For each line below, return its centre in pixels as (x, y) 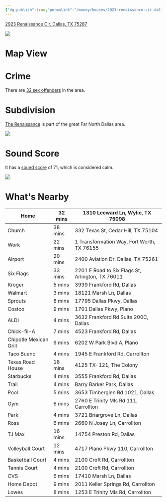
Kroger (16, 285)
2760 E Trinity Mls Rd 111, (106, 400)
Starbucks (20, 376)
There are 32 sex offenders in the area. (45, 90)
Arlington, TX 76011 (99, 276)
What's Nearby (37, 197)
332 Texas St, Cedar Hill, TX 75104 (116, 230)
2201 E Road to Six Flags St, (108, 270)
